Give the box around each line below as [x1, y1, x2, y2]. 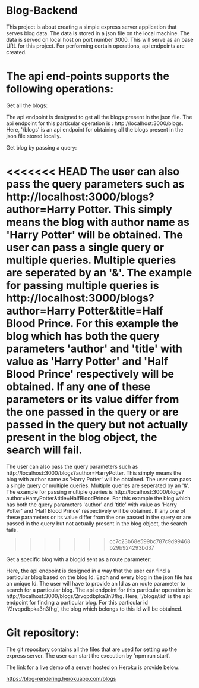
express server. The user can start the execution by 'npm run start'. [6, 652, 171, 659]
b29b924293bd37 [109, 544, 154, 551]
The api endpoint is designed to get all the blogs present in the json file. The [6, 113, 192, 120]
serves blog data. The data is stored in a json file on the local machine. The [6, 29, 190, 36]
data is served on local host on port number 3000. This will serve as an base [6, 36, 194, 43]
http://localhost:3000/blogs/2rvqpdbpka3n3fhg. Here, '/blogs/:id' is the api [6, 592, 191, 599]
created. [6, 48, 27, 55]
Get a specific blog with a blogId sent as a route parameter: [6, 555, 151, 563]
